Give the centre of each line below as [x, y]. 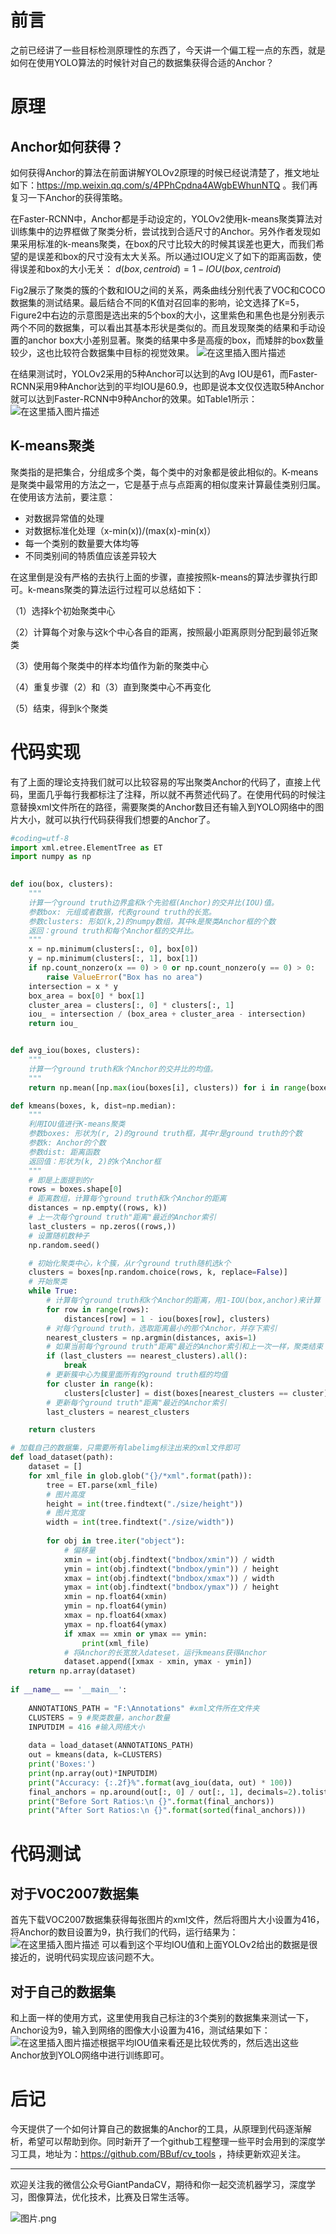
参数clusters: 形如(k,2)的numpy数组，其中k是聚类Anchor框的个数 [152, 921]
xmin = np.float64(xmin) [115, 1597]
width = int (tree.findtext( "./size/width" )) [140, 1522]
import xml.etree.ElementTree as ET [86, 847]
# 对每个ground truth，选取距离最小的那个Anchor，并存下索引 [162, 1328]
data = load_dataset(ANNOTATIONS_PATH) [111, 1746]
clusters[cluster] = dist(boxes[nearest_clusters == [175, 1393]
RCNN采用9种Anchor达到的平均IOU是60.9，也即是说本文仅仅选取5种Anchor [167, 386]
